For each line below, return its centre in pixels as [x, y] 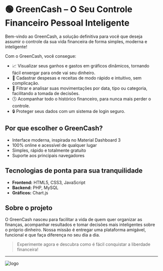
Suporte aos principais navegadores [48, 155]
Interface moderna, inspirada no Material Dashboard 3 [66, 140]
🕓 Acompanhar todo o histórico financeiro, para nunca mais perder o [81, 99]
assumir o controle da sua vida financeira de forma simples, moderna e [76, 41]
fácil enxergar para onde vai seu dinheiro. [54, 73]
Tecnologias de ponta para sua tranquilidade [74, 171]
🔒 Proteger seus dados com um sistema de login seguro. [68, 111]
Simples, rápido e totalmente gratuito [49, 150]
